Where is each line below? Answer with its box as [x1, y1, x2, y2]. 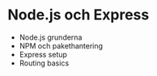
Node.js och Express [7, 6, 150, 24]
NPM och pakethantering [19, 40, 103, 50]
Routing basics [19, 58, 70, 68]
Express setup [19, 49, 68, 59]
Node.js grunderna [19, 32, 83, 42]
